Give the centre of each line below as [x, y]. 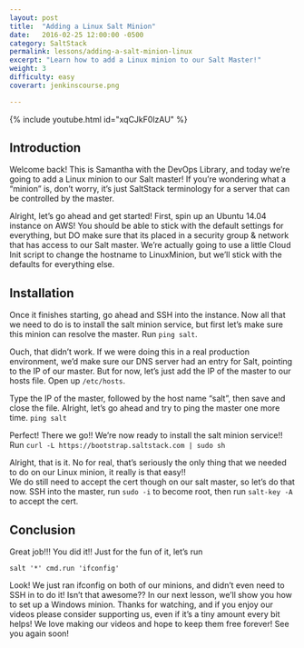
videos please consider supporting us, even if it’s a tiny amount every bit [145, 614]
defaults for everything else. [62, 264]
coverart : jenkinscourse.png [64, 85]
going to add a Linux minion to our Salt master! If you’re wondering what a [148, 179]
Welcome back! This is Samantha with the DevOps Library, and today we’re [150, 170]
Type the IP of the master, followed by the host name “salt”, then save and [147, 399]
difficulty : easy [42, 77]
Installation [42, 293]
